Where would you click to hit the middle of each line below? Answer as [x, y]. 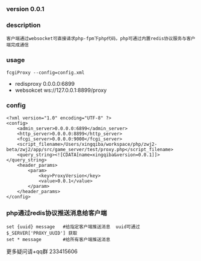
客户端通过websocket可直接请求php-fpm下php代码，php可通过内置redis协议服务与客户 [101, 39]
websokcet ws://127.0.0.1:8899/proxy [61, 90]
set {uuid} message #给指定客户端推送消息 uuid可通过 [73, 227]
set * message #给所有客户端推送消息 [58, 240]
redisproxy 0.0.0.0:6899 [45, 83]
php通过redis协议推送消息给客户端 [57, 213]
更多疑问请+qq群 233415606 [42, 251]
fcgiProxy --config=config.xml [45, 73]
